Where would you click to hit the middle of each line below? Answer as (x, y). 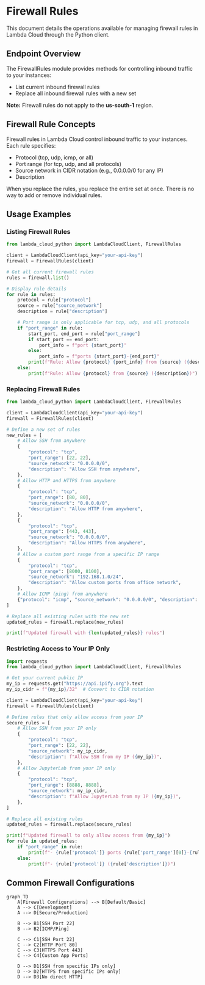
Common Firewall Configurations (70, 883)
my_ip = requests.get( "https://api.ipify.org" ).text (75, 684)
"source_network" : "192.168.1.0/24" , (76, 577)
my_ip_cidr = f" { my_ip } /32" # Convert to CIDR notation (80, 690)
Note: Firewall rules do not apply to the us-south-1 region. (80, 105)
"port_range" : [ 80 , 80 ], (60, 498)
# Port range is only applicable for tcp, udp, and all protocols (103, 322)
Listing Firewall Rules (38, 231)
